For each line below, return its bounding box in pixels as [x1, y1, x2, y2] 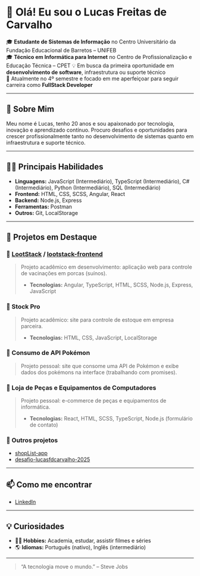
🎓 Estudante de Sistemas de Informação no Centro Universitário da [6, 38, 176, 45]
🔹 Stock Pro [6, 303, 40, 311]
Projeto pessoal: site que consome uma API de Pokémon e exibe [20, 362, 179, 369]
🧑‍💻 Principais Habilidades [6, 162, 104, 172]
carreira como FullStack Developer [6, 81, 93, 88]
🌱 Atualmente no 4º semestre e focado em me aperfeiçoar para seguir [6, 74, 179, 82]
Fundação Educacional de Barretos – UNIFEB [6, 46, 117, 54]
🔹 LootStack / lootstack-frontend [6, 250, 103, 258]
